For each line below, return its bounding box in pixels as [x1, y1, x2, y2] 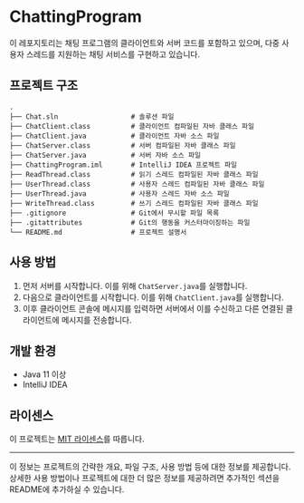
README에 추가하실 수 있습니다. [9, 484, 125, 495]
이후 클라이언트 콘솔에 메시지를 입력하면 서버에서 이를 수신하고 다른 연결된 [22, 303, 284, 314]
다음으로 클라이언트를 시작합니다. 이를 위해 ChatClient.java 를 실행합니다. [22, 292, 284, 303]
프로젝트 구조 [9, 78, 79, 93]
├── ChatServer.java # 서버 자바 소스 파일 [9, 150, 202, 160]
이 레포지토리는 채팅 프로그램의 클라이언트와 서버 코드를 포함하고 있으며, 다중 [9, 37, 280, 48]
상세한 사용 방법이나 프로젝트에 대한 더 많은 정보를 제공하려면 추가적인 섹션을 [9, 473, 280, 484]
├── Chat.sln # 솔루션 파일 [9, 111, 175, 121]
